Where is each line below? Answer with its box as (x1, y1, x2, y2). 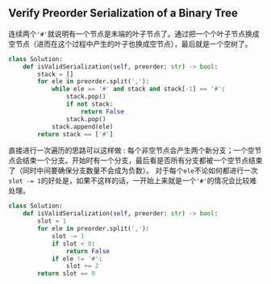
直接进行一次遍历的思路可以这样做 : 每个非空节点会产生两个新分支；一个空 (8, 145, 255, 156)
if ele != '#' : (51, 254, 103, 263)
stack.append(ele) (51, 123, 114, 131)
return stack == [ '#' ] (37, 130, 114, 138)
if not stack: (65, 100, 114, 108)
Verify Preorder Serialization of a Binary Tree (8, 6, 238, 20)
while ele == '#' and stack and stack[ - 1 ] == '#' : (51, 85, 226, 94)
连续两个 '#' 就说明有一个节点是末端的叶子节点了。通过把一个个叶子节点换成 (8, 28, 260, 39)
